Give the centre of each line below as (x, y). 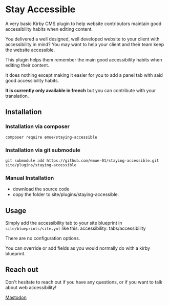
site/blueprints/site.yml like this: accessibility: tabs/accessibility (76, 228)
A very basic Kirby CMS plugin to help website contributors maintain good (83, 24)
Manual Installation (30, 178)
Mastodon (16, 297)
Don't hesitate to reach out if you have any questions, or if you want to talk (84, 282)
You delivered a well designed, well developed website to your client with (82, 39)
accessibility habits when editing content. (49, 29)
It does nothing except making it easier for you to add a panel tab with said (84, 75)
